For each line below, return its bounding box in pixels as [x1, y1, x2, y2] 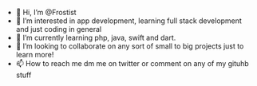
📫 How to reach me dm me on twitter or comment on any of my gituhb [15, 59, 249, 68]
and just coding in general [15, 25, 102, 33]
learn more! [15, 50, 54, 59]
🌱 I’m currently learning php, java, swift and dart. [15, 33, 176, 42]
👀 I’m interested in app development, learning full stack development [15, 16, 242, 25]
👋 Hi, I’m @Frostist [15, 8, 77, 17]
